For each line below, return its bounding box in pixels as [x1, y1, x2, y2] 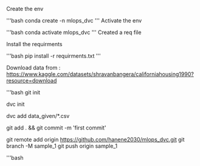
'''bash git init [6, 89, 41, 96]
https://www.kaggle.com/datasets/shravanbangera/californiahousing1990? [6, 71, 195, 78]
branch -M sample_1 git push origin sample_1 [6, 142, 117, 150]
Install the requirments [6, 41, 63, 47]
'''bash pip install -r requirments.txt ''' [6, 52, 102, 60]
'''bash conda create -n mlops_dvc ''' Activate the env [6, 17, 142, 24]
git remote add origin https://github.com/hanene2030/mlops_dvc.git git [6, 136, 185, 143]
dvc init [6, 100, 25, 108]
